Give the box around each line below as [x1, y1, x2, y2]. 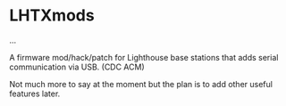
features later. [9, 88, 61, 99]
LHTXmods [9, 5, 96, 26]
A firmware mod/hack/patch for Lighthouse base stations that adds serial [9, 52, 279, 62]
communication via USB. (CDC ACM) [9, 61, 145, 72]
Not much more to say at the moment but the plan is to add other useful [9, 78, 273, 89]
